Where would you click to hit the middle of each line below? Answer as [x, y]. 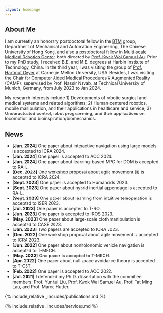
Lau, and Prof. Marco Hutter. [41, 287]
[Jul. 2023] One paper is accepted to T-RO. [56, 209]
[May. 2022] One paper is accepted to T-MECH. [61, 256]
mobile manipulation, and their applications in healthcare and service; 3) [78, 108]
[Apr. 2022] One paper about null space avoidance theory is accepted [83, 261]
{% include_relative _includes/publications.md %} [55, 297]
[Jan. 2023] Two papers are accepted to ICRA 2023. [66, 229]
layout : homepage [23, 10]
